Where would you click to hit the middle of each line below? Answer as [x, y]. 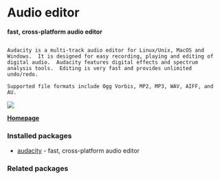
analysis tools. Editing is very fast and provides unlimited [100, 68]
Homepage [23, 117]
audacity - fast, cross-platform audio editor [78, 151]
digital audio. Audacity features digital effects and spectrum [102, 62]
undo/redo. [23, 74]
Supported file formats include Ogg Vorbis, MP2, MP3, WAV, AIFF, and [110, 86]
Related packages [38, 168]
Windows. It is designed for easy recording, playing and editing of [110, 56]
